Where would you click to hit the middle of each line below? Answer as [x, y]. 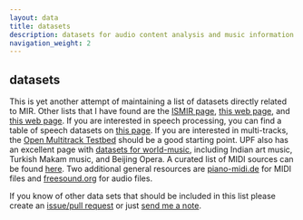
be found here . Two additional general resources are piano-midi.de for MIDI [151, 169]
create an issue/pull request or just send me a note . [106, 206]
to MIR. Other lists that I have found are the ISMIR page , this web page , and [150, 111]
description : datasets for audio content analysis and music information [152, 34]
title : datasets [40, 26]
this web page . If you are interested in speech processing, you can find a [146, 121]
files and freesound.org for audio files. [81, 178]
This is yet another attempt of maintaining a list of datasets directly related [148, 101]
